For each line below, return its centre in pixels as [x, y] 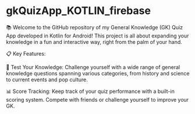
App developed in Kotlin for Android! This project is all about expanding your [97, 36]
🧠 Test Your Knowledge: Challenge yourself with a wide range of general [93, 67]
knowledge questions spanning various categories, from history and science [98, 73]
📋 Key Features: [26, 53]
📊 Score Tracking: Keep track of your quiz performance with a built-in [90, 91]
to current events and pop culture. [47, 80]
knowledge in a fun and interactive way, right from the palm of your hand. [94, 42]
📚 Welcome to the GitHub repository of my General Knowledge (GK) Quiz [95, 27]
